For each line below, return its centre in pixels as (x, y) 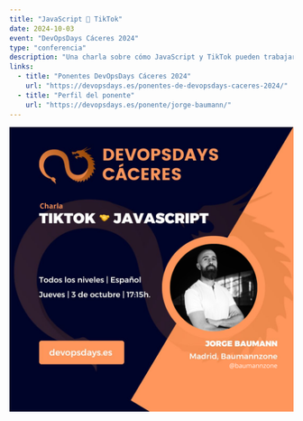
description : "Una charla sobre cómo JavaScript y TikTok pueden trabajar (153, 57)
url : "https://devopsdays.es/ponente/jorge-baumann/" (129, 105)
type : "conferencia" (48, 48)
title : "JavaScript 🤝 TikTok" (66, 19)
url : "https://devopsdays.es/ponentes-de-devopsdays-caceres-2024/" (157, 86)
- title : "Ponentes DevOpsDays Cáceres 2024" (105, 77)
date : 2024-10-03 (42, 28)
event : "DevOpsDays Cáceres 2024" (74, 38)
